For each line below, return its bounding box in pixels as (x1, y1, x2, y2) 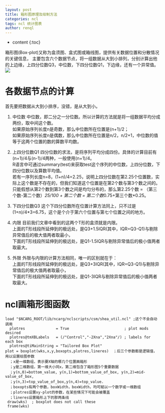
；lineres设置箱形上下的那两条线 (9, 395, 69, 400)
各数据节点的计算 (5, 86, 75, 97)
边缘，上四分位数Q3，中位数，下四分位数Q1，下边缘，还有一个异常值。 (13, 62, 159, 68)
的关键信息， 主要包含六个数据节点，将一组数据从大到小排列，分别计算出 (5, 55, 153, 62)
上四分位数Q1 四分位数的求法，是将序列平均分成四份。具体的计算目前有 (12, 149, 157, 155)
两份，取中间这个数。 (12, 120, 56, 126)
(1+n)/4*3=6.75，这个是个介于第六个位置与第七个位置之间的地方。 (12, 209, 148, 215)
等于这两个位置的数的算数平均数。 (12, 139, 82, 145)
